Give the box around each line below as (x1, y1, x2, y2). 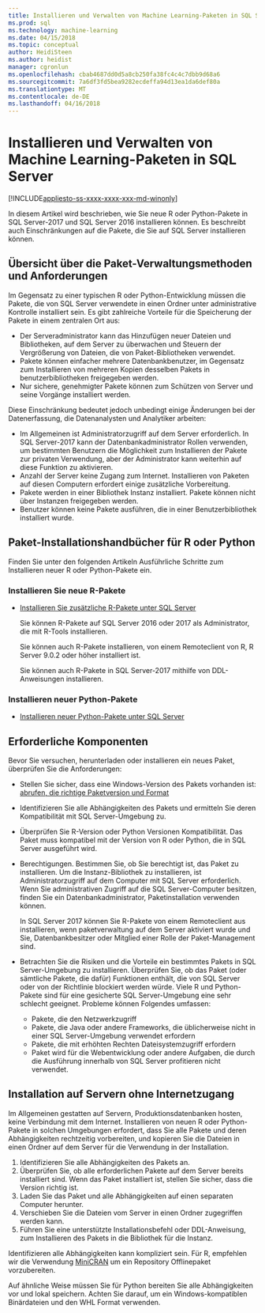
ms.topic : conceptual (8, 41, 80, 49)
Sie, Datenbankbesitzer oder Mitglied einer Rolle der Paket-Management (19, 933, 256, 943)
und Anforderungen (8, 270, 108, 283)
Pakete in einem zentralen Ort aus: (8, 316, 121, 325)
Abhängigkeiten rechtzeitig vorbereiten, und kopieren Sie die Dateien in (8, 1133, 241, 1143)
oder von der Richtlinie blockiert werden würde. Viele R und (19, 982, 214, 992)
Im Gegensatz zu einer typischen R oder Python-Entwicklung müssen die (8, 290, 246, 300)
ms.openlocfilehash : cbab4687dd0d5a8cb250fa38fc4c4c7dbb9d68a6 (8, 70, 221, 78)
